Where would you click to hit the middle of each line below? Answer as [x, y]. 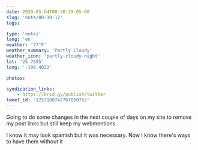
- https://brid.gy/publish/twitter [61, 94]
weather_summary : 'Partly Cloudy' [49, 51]
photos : [16, 78]
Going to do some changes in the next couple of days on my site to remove [99, 117]
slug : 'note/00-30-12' [34, 17]
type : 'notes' [24, 34]
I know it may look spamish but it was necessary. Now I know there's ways [98, 135]
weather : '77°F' [26, 45]
